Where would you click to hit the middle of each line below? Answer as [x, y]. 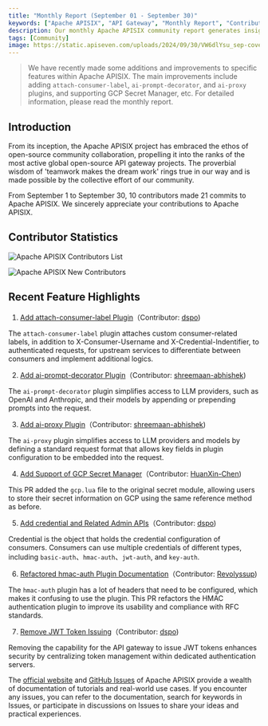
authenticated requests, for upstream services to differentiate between [124, 350]
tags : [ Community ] [39, 38]
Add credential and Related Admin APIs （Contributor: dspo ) [118, 523]
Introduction [40, 127]
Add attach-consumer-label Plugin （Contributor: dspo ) [110, 317]
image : [19, 45]
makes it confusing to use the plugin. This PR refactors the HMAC [116, 598]
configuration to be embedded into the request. [86, 457]
